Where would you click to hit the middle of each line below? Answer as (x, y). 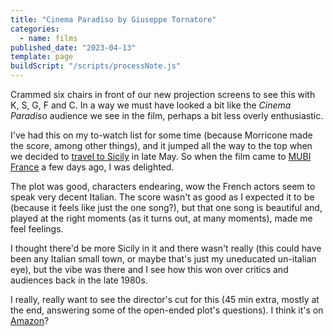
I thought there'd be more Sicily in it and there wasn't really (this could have (166, 248)
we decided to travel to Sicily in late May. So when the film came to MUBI (161, 156)
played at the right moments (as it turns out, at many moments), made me (161, 218)
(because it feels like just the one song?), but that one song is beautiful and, (166, 207)
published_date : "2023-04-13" (73, 47)
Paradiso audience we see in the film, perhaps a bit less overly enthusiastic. (167, 115)
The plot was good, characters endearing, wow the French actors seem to (163, 186)
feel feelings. (37, 229)
